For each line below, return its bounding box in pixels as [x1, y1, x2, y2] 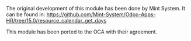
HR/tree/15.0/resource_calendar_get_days [6, 17, 107, 24]
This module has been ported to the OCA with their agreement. [6, 28, 158, 35]
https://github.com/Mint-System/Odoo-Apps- [46, 11, 156, 18]
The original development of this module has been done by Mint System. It [6, 5, 186, 12]
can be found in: [6, 11, 46, 18]
